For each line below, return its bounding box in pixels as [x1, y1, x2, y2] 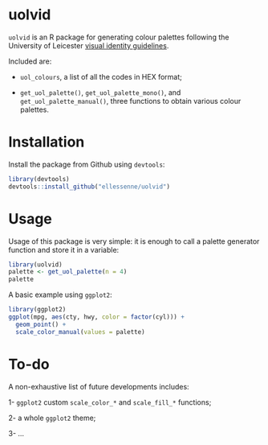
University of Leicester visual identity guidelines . [8, 40, 169, 50]
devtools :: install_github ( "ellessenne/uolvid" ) [8, 183, 171, 191]
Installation [8, 133, 85, 151]
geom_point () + [15, 320, 67, 328]
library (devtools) [8, 175, 70, 183]
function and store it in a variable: [8, 245, 120, 254]
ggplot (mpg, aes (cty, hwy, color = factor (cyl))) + [8, 313, 185, 321]
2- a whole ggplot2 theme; [8, 413, 96, 422]
